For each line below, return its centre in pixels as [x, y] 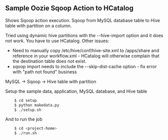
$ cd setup [26, 100]
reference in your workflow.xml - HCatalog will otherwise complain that [86, 56]
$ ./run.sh [26, 133]
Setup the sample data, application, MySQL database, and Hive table [76, 91]
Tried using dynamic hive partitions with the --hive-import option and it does [84, 35]
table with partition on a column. [38, 26]
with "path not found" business [45, 72]
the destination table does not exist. [49, 61]
